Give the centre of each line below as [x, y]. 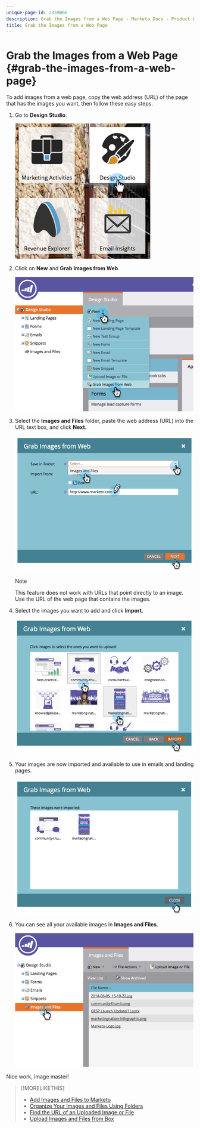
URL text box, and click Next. [51, 427]
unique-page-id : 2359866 [37, 13]
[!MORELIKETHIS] [43, 1088]
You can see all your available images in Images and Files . [87, 924]
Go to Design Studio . [41, 115]
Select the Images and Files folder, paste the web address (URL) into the [104, 421]
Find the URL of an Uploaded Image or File [82, 1112]
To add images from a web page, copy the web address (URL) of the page [97, 97]
